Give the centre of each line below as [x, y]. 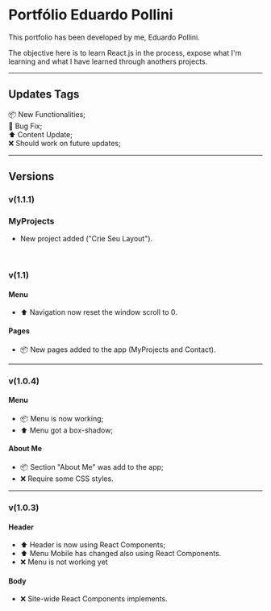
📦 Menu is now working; [62, 418]
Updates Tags [44, 94]
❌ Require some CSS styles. [67, 479]
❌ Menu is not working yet [64, 562]
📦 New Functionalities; [47, 114]
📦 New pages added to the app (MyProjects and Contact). [118, 349]
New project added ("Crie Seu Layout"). [86, 239]
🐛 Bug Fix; [25, 126]
